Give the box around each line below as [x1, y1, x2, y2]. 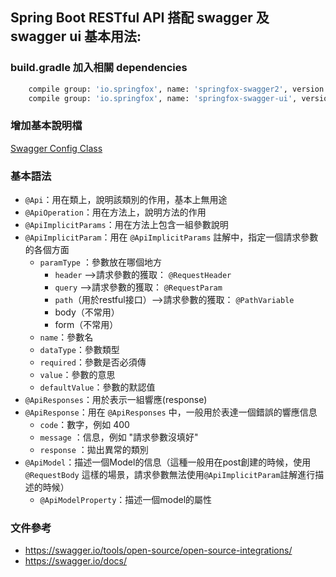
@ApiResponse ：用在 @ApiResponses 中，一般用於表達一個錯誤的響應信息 [24, 406, 318, 418]
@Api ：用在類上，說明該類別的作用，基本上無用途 [24, 194, 228, 206]
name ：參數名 [39, 331, 94, 343]
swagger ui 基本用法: [10, 28, 142, 45]
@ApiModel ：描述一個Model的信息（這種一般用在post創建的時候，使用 [24, 456, 312, 468]
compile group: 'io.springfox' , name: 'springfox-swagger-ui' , [28, 93, 298, 103]
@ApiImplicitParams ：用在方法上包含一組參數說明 [24, 219, 229, 231]
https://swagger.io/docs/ [24, 555, 128, 567]
